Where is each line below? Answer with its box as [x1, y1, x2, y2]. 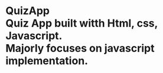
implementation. [5, 54, 89, 68]
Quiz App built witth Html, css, [5, 16, 158, 30]
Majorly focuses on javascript [5, 42, 155, 55]
